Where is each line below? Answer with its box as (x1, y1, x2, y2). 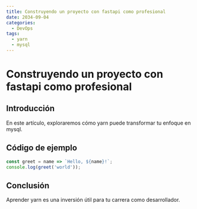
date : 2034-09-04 (6, 14, 49, 20)
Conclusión (6, 180, 50, 191)
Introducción (6, 103, 55, 113)
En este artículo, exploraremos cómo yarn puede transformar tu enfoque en (6, 119, 191, 126)
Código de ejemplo (6, 143, 77, 153)
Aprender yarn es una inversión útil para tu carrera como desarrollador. (6, 197, 180, 204)
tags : (6, 31, 20, 37)
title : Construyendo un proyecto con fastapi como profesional (6, 8, 166, 15)
